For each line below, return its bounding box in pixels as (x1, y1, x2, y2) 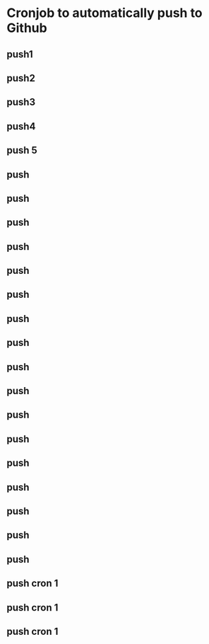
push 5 (6, 144, 38, 156)
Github (6, 20, 47, 36)
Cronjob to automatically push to (6, 5, 203, 21)
